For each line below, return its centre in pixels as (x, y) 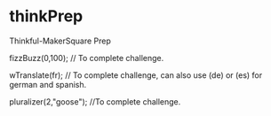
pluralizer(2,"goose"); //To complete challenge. (95, 101)
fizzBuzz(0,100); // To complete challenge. (87, 58)
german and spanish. (48, 84)
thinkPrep (46, 16)
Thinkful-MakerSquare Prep (60, 41)
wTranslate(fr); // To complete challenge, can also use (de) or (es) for (136, 75)
